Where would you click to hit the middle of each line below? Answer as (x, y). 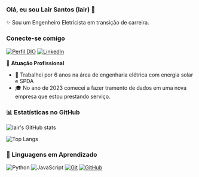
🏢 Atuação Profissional (35, 63)
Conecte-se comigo (36, 38)
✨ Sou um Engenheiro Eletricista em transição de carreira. (78, 23)
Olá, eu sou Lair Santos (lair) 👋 (51, 10)
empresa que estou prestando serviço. (62, 96)
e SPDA (24, 81)
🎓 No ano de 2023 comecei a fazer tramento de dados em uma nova (101, 88)
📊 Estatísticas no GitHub (43, 112)
